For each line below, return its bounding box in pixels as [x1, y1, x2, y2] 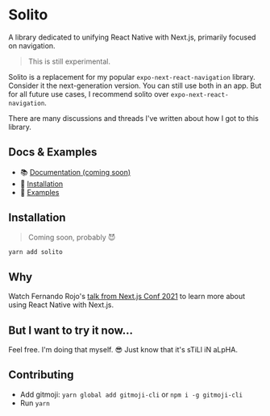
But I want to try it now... [8, 323, 134, 337]
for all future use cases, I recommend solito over [8, 89, 169, 98]
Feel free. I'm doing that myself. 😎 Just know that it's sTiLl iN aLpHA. [8, 345, 238, 355]
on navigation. [8, 40, 56, 50]
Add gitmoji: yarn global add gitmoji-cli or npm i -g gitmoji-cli [19, 389, 243, 399]
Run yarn [19, 397, 50, 408]
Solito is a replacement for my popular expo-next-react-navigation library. [8, 72, 255, 81]
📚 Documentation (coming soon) [19, 167, 131, 177]
